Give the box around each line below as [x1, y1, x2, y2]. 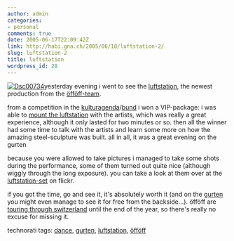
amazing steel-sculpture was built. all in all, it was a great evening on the [7, 133, 217, 141]
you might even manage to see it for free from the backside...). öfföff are [7, 197, 216, 206]
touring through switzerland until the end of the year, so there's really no [7, 204, 216, 213]
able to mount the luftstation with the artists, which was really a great [7, 110, 207, 119]
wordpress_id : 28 [7, 63, 58, 70]
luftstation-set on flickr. [7, 176, 75, 185]
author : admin [7, 10, 49, 18]
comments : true [7, 30, 52, 37]
